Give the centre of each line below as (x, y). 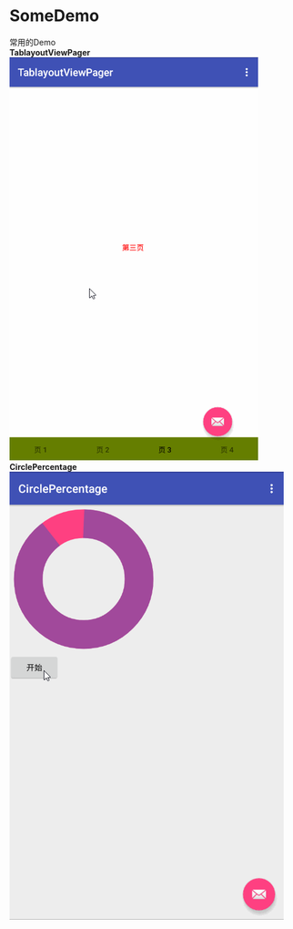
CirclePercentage (43, 466)
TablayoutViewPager (50, 52)
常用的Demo (33, 42)
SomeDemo (55, 16)
